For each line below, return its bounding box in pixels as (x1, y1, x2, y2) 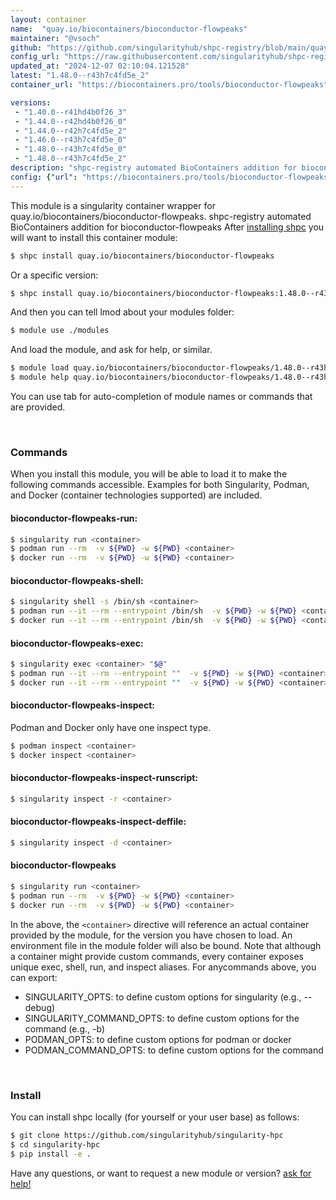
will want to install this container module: (10, 231, 178, 243)
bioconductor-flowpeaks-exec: (10, 637, 144, 649)
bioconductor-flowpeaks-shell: (10, 574, 144, 586)
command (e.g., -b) (24, 1022, 106, 1035)
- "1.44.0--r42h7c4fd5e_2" (14, 126, 128, 136)
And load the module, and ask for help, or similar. (10, 344, 213, 356)
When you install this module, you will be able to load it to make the (10, 468, 288, 480)
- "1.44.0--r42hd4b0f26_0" (14, 116, 128, 126)
